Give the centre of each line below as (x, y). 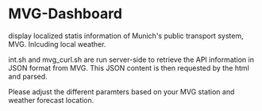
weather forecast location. (51, 100)
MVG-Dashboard (65, 14)
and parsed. (28, 76)
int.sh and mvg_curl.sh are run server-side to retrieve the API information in (131, 59)
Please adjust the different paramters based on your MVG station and (121, 91)
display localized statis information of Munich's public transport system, (126, 36)
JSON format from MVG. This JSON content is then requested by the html (129, 67)
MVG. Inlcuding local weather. (57, 44)
